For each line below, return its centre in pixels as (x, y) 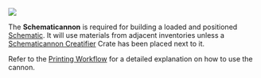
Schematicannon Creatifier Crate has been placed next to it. (107, 44)
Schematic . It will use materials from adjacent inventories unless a (117, 35)
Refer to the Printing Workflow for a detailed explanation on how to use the (130, 59)
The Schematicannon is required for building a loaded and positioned (123, 27)
